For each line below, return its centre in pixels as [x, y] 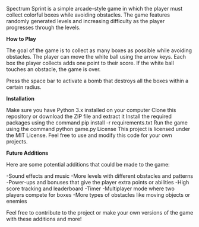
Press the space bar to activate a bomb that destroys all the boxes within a [97, 81]
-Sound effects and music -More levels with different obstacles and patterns [100, 176]
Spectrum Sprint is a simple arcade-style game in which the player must [94, 9]
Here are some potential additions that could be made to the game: [88, 164]
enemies [17, 201]
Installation [20, 98]
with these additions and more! [44, 219]
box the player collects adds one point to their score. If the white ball [90, 63]
